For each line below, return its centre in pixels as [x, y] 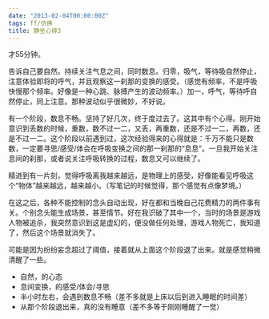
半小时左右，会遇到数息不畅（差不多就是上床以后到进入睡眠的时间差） [136, 297]
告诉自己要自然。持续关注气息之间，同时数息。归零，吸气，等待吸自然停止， [134, 71]
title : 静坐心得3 [35, 30]
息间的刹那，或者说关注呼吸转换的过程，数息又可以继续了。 [106, 159]
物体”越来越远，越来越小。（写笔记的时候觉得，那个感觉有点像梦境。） [132, 186]
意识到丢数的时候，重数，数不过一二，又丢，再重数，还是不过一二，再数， [131, 128]
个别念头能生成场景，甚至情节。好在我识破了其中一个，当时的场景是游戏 [141, 212]
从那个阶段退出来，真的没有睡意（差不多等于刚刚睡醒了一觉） [122, 307]
